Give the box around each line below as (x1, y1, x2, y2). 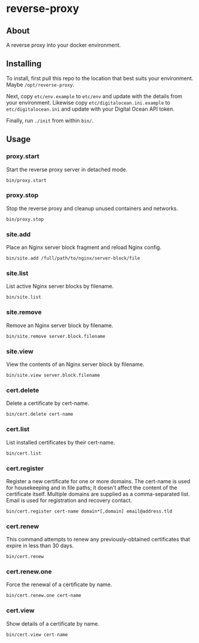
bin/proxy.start (6, 177, 47, 184)
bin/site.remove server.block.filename (6, 333, 106, 339)
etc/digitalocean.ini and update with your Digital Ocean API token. (6, 105, 175, 112)
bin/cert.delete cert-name (6, 412, 74, 418)
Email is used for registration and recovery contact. (6, 496, 133, 504)
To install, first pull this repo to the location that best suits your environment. (6, 74, 194, 82)
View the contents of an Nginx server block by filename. (6, 361, 145, 368)
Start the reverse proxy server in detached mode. (6, 166, 128, 173)
